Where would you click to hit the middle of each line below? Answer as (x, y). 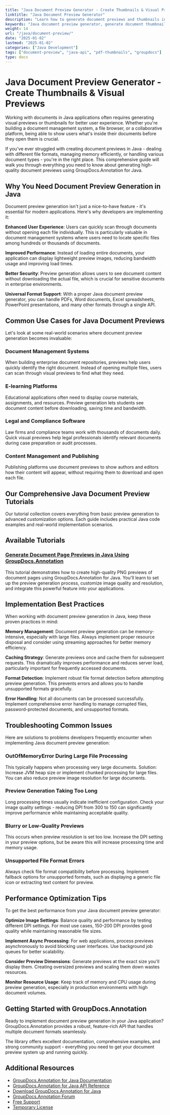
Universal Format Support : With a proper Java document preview (74, 294)
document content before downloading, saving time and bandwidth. (76, 408)
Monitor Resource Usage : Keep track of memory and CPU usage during (80, 982)
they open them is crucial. (32, 139)
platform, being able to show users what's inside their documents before (81, 134)
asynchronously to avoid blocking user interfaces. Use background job (79, 946)
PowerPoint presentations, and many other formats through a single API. (80, 305)
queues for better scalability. (35, 952)
